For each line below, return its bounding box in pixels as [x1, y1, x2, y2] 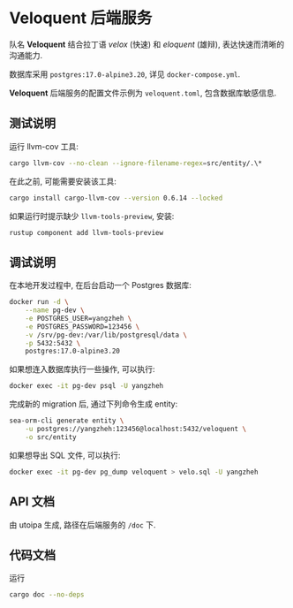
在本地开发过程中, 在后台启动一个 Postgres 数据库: [9, 280, 192, 291]
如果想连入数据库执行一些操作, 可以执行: [9, 364, 156, 375]
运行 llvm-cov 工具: [9, 141, 79, 151]
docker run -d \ [9, 298, 69, 307]
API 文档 [9, 494, 56, 509]
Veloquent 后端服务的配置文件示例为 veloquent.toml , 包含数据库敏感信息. [9, 87, 277, 98]
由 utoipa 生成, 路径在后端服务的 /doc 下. [9, 519, 156, 530]
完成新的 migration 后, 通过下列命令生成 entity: [9, 399, 178, 409]
